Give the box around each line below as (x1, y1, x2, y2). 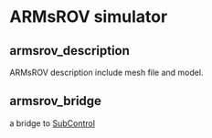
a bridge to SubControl (9, 117, 96, 129)
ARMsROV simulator (9, 6, 168, 27)
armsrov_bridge (9, 93, 102, 109)
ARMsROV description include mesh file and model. (9, 67, 204, 78)
